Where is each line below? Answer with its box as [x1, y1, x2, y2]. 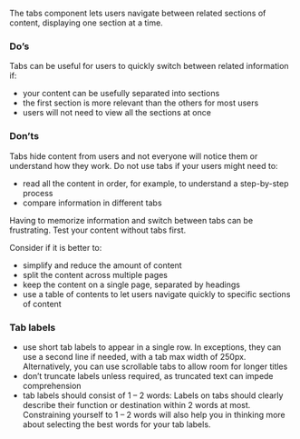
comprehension [22, 380, 82, 391]
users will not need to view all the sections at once [22, 107, 211, 118]
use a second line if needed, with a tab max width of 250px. [22, 351, 247, 362]
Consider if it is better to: [9, 242, 102, 253]
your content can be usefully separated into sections [22, 88, 220, 99]
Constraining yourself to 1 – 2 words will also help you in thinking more [22, 409, 285, 420]
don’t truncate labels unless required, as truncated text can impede [22, 370, 274, 381]
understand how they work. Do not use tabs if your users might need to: [9, 160, 278, 171]
